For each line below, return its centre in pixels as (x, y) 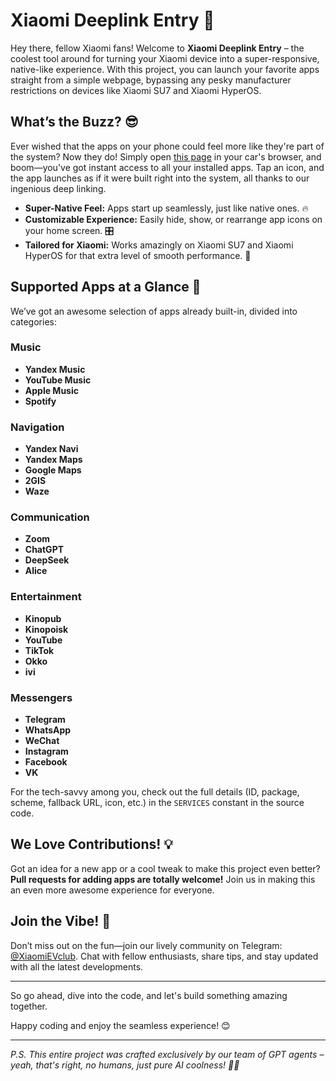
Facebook (46, 762)
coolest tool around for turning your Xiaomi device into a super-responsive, (165, 58)
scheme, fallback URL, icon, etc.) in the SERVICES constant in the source (157, 803)
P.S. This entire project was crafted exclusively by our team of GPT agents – (167, 1054)
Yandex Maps (53, 460)
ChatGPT (44, 550)
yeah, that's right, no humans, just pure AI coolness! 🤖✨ (125, 1065)
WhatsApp (48, 730)
